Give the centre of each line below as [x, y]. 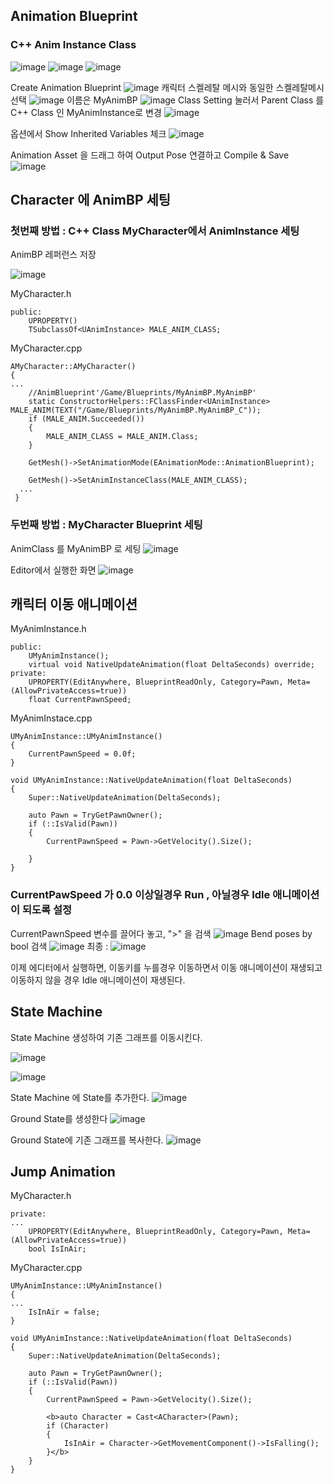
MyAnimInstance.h [48, 629]
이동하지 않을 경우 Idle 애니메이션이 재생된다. [98, 980]
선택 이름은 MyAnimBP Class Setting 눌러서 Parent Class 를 [167, 100]
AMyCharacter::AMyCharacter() [73, 367]
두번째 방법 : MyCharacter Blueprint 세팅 [106, 525]
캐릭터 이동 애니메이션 [74, 604]
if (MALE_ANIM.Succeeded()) [86, 419]
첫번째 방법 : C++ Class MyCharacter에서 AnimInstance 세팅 [155, 231]
